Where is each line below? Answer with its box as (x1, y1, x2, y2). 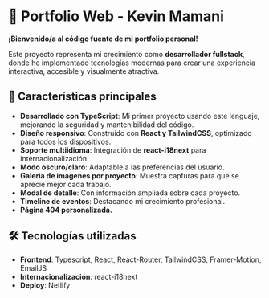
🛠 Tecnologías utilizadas (8, 229, 137, 243)
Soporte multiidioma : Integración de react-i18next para (19, 145, 206, 155)
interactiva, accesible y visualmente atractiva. (8, 66, 160, 76)
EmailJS (19, 263, 47, 272)
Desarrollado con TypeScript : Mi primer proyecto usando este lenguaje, (19, 111, 260, 120)
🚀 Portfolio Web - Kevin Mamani (8, 7, 225, 26)
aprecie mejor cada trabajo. (19, 179, 112, 189)
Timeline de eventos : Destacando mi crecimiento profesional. (19, 196, 226, 206)
